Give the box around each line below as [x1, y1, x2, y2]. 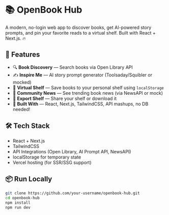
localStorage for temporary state [12, 154, 81, 160]
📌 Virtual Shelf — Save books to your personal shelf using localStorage [12, 85, 164, 91]
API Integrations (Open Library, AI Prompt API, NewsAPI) [12, 148, 131, 154]
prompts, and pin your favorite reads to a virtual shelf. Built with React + [5, 30, 156, 36]
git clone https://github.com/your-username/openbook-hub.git [5, 191, 140, 196]
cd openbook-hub [5, 196, 40, 201]
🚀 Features [5, 50, 40, 59]
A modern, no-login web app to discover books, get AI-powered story [5, 24, 152, 31]
